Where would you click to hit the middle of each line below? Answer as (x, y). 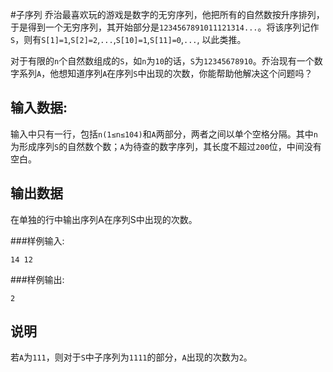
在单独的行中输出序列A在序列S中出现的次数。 (104, 219)
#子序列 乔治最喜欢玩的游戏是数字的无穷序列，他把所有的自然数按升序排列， (167, 14)
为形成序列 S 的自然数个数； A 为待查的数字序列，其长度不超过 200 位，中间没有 (166, 146)
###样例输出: (37, 279)
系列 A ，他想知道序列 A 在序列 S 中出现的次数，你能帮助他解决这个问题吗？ (165, 73)
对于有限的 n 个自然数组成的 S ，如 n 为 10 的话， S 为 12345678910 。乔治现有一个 (162, 61)
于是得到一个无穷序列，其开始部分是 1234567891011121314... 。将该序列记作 (165, 27)
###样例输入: (37, 240)
